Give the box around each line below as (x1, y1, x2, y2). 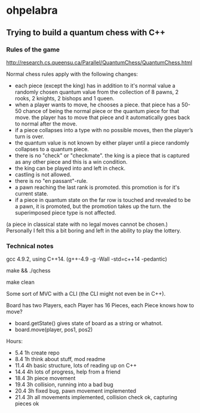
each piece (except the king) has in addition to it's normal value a (14, 82, 176, 89)
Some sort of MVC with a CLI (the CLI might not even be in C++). (6, 290, 166, 298)
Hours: (6, 338, 23, 345)
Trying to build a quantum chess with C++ (6, 27, 166, 38)
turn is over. (14, 133, 45, 140)
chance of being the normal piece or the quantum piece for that (23, 107, 180, 114)
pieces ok (14, 400, 39, 407)
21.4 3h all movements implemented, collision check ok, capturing (14, 394, 177, 401)
